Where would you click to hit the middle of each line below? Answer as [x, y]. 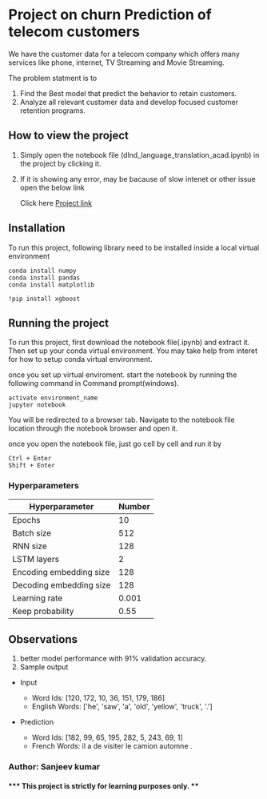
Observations [43, 639]
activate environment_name [53, 398]
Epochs [27, 520]
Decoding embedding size [62, 584]
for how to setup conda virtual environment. [81, 359]
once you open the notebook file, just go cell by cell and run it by [115, 444]
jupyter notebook [37, 405]
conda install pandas [44, 278]
